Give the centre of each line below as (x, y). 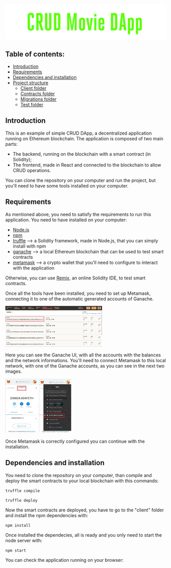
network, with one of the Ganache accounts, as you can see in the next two (85, 366)
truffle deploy (22, 500)
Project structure (30, 83)
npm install (18, 525)
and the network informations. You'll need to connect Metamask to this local (86, 360)
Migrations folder (38, 99)
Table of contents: (35, 54)
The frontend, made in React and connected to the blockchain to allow (87, 165)
